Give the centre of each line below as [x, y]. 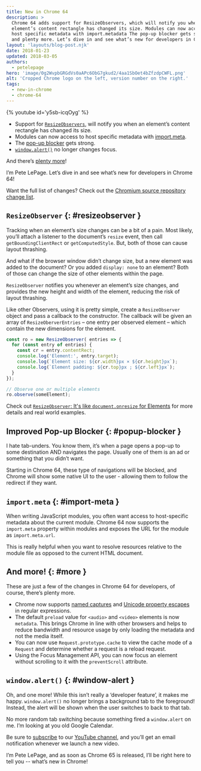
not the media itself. [39, 636]
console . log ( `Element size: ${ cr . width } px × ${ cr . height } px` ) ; [98, 362]
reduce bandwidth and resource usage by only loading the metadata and [105, 630]
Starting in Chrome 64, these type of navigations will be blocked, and [92, 470]
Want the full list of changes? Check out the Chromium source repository [96, 190]
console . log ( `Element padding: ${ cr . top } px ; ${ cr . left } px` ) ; [96, 367]
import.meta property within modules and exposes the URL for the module [98, 529]
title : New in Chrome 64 [37, 12]
